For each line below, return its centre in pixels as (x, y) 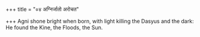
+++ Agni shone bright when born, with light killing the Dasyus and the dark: (100, 21)
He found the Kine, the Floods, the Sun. (54, 27)
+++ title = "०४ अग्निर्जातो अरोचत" (42, 9)
